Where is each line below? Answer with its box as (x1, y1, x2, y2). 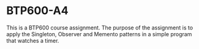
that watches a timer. (6, 37, 59, 44)
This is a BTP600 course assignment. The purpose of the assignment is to (6, 24, 193, 31)
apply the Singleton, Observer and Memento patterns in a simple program (6, 30, 192, 37)
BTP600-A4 (6, 4, 69, 18)
